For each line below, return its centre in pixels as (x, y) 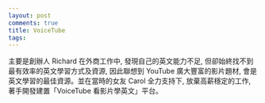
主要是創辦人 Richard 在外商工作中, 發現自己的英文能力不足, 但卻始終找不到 (131, 61)
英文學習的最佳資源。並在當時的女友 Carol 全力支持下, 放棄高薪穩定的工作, (130, 81)
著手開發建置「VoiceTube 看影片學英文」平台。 (85, 91)
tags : (17, 38)
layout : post (30, 15)
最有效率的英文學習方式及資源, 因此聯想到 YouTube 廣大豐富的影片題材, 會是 (133, 71)
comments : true (33, 23)
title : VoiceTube (37, 30)
